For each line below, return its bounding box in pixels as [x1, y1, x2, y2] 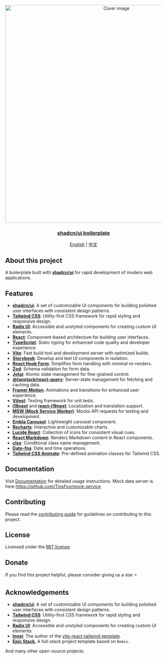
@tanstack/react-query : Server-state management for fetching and [12, 376, 153, 382]
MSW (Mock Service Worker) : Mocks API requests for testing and [12, 408, 149, 414]
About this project [5, 256, 63, 265]
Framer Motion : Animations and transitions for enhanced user [12, 387, 140, 393]
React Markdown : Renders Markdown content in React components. [12, 435, 154, 440]
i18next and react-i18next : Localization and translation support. [12, 403, 144, 409]
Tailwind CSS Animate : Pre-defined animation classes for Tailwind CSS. [12, 450, 161, 456]
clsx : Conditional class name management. [12, 439, 101, 445]
